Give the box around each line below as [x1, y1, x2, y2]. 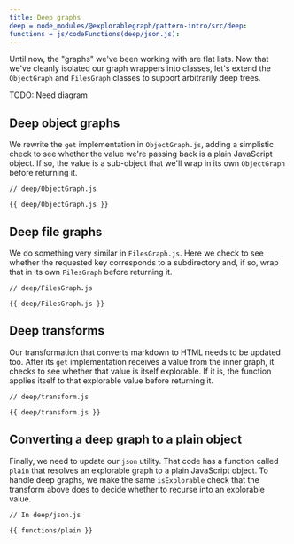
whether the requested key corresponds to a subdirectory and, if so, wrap [9, 257, 279, 267]
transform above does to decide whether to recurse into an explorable [9, 484, 266, 494]
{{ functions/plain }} [9, 525, 93, 535]
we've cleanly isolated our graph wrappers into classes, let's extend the [9, 63, 272, 74]
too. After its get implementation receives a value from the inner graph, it [9, 356, 275, 367]
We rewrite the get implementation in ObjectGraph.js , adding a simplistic [9, 139, 275, 150]
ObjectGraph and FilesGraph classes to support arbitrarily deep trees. [9, 73, 261, 83]
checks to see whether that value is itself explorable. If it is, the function [9, 366, 272, 376]
